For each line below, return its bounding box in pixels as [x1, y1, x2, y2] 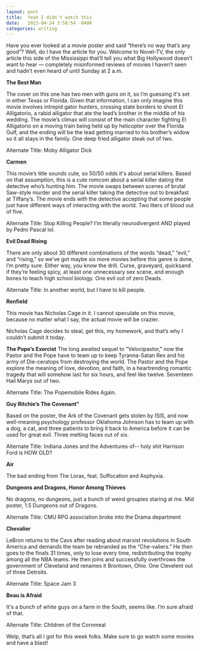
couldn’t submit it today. [6, 334, 66, 341]
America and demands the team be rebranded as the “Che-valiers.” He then [6, 543, 193, 550]
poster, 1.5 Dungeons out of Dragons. [6, 502, 99, 509]
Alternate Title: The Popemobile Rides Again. [6, 389, 116, 396]
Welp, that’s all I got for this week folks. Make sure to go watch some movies [6, 633, 194, 640]
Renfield [6, 298, 28, 305]
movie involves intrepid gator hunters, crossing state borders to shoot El [6, 103, 183, 111]
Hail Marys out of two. [6, 377, 61, 384]
